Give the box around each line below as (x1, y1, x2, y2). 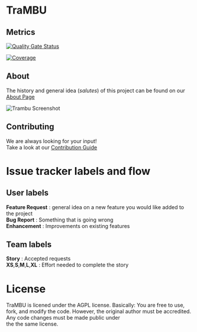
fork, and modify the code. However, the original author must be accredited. (6, 308, 191, 315)
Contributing (6, 122, 54, 132)
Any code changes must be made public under (6, 314, 120, 321)
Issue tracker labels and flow (6, 164, 151, 178)
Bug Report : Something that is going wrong (6, 216, 114, 223)
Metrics (6, 27, 35, 37)
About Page (6, 93, 35, 100)
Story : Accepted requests (6, 255, 71, 262)
